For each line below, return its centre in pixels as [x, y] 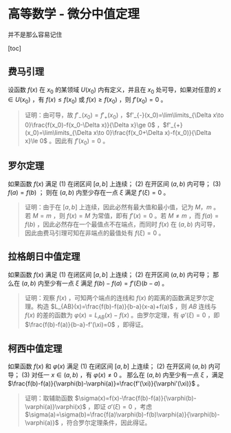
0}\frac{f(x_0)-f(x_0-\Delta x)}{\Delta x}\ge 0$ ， [94, 125]
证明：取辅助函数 [49, 398]
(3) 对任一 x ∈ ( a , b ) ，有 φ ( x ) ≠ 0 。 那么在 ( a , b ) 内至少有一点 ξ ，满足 [122, 375]
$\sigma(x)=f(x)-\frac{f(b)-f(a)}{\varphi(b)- [135, 398]
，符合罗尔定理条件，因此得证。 [106, 423]
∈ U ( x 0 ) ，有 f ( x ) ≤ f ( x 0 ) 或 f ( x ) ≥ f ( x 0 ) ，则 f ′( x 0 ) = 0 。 [87, 100]
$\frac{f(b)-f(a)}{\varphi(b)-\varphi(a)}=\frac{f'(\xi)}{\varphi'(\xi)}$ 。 [106, 383]
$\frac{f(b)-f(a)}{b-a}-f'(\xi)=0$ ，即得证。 [86, 325]
